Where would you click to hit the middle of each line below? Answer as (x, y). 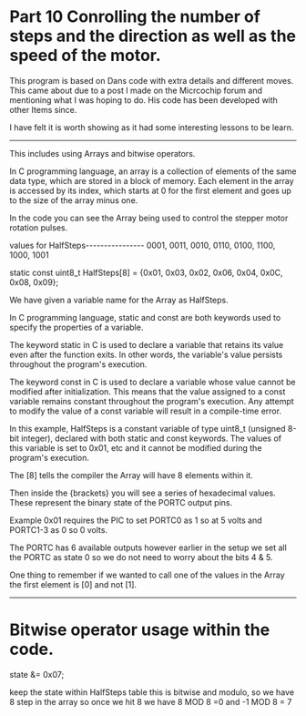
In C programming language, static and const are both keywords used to (145, 317)
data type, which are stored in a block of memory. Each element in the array (152, 180)
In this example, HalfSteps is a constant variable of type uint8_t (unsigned (148, 428)
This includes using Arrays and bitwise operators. (102, 153)
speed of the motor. (85, 56)
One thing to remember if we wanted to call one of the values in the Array (147, 575)
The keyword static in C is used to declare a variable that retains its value (147, 344)
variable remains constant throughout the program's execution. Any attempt (152, 401)
